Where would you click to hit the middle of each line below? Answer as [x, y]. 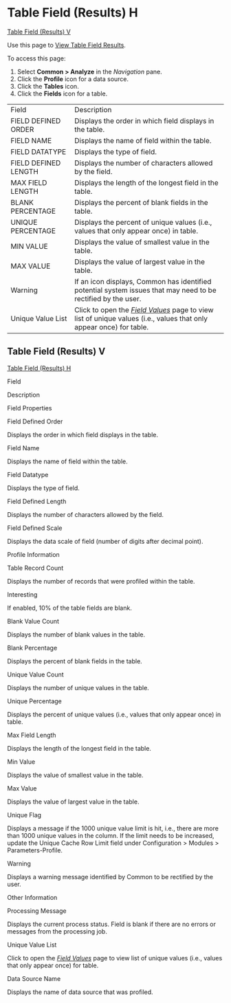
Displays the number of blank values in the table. [76, 635]
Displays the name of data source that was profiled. [80, 992]
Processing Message [37, 911]
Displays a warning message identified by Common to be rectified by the [110, 877]
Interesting [22, 594]
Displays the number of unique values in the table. [78, 687]
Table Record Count [35, 568]
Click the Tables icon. [48, 86]
